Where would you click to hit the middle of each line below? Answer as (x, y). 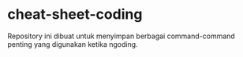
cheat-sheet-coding (75, 14)
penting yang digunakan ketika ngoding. (73, 44)
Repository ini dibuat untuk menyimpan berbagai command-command (121, 36)
